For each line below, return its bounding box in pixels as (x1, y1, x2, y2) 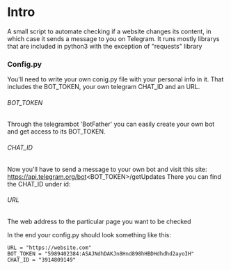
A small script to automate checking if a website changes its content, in (7, 27, 212, 35)
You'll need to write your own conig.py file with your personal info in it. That (7, 75, 224, 84)
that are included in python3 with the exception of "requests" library (7, 42, 202, 50)
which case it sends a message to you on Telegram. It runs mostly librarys (7, 34, 220, 42)
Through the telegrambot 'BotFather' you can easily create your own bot (7, 120, 215, 129)
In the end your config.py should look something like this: (7, 230, 172, 239)
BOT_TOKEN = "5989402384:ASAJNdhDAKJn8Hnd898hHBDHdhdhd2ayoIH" (7, 250, 195, 257)
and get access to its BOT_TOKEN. (7, 127, 106, 136)
